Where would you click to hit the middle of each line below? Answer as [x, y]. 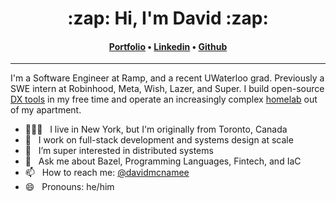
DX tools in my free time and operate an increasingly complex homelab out [164, 99]
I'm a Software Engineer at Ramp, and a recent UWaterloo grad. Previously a [167, 78]
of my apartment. [46, 110]
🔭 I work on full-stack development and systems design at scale [159, 140]
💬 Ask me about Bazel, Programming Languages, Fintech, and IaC [163, 161]
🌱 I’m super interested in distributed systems [119, 151]
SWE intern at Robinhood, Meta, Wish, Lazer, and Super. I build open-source [167, 89]
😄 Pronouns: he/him [69, 187]
